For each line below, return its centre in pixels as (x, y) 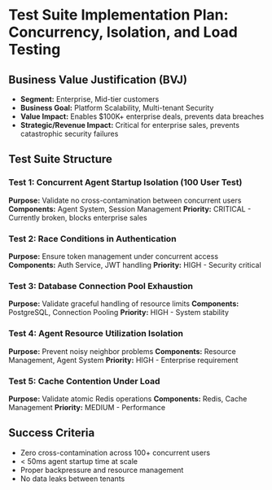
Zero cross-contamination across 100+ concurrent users (115, 453)
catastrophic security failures (69, 133)
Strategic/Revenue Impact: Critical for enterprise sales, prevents (130, 125)
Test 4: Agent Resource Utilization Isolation (96, 334)
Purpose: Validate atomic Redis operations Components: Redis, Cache (128, 398)
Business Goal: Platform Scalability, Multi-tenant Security (117, 108)
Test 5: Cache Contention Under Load (84, 381)
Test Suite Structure (60, 159)
